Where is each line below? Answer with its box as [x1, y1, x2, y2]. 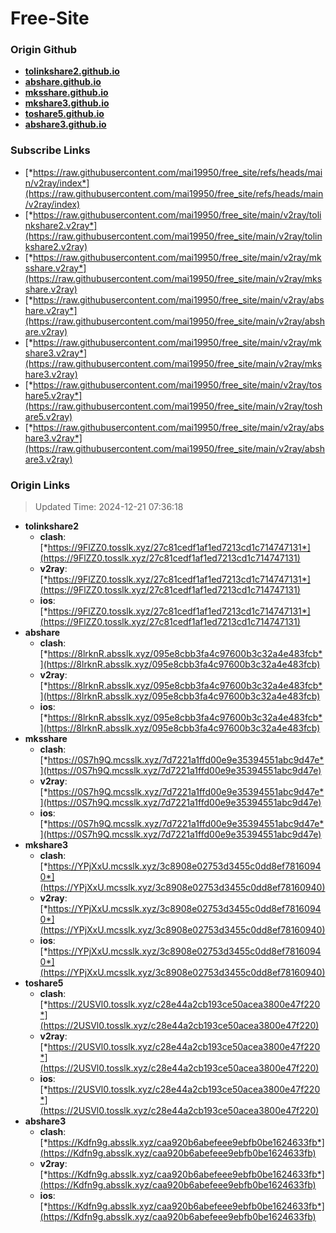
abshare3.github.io [24, 118, 107, 131]
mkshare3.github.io [24, 97, 110, 109]
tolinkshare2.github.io [24, 65, 120, 77]
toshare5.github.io [24, 108, 105, 120]
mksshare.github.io [24, 87, 109, 99]
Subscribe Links [10, 143, 91, 157]
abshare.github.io [24, 76, 102, 88]
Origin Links [10, 478, 71, 492]
